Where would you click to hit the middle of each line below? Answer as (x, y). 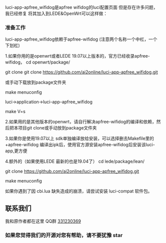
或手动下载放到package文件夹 (36, 82)
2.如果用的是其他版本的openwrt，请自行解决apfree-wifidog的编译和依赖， (81, 122)
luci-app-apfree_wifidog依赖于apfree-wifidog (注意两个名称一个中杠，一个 (81, 39)
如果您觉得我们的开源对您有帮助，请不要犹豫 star (64, 236)
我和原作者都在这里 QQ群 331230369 (43, 221)
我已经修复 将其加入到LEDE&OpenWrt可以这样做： (56, 13)
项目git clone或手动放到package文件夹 (57, 128)
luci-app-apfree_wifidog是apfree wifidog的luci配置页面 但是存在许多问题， (82, 7)
